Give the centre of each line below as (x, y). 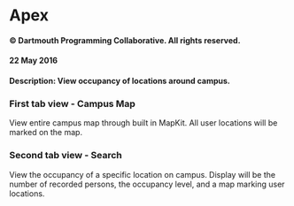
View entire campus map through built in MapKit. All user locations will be (143, 123)
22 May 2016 (34, 61)
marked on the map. (46, 133)
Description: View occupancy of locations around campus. (120, 80)
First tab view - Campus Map (72, 103)
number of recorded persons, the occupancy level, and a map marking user (147, 184)
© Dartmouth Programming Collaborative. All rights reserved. (125, 40)
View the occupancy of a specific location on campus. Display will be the (143, 174)
